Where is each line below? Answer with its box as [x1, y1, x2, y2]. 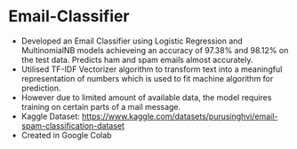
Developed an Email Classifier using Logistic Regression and [20, 35, 244, 46]
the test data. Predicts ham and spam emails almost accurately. [20, 54, 254, 65]
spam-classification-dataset [20, 120, 125, 130]
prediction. [20, 82, 61, 93]
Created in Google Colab [20, 129, 112, 140]
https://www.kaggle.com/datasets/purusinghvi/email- [82, 111, 278, 122]
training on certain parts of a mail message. [20, 101, 181, 112]
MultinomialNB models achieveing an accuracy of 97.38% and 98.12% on [20, 44, 289, 55]
